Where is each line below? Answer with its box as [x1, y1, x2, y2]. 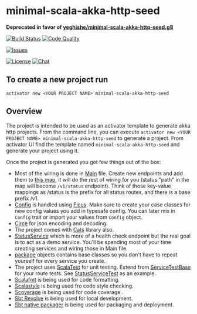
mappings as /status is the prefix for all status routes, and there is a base [14, 188, 191, 195]
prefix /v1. [14, 195, 39, 202]
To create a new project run [6, 75, 108, 85]
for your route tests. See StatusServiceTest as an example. [14, 269, 157, 277]
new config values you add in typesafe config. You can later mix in [14, 207, 176, 214]
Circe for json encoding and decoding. [14, 219, 108, 227]
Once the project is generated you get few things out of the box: [6, 158, 161, 165]
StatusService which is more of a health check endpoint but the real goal [14, 232, 191, 239]
